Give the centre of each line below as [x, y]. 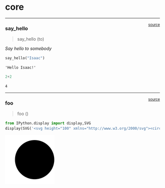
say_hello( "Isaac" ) [25, 58]
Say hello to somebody [28, 48]
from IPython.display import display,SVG [48, 123]
